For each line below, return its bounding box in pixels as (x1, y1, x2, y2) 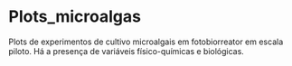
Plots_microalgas (8, 6, 142, 27)
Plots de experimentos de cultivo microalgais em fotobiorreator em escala (8, 36, 284, 47)
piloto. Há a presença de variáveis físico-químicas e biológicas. (8, 45, 245, 56)
